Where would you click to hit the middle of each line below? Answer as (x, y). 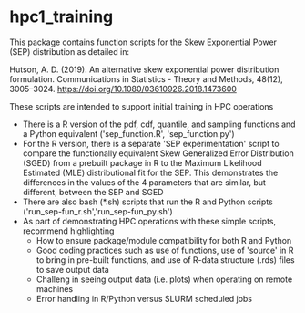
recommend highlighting (68, 231)
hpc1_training (61, 17)
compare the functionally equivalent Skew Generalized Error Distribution (158, 153)
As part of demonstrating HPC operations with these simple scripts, (149, 221)
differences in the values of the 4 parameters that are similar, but (144, 182)
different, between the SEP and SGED (93, 192)
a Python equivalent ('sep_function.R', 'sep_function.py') (128, 133)
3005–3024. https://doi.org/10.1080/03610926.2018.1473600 (123, 89)
